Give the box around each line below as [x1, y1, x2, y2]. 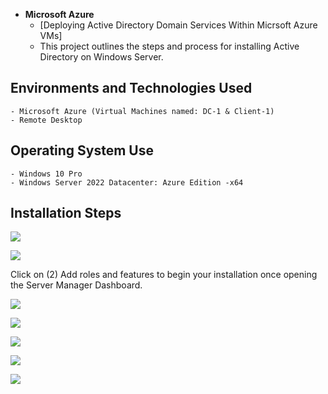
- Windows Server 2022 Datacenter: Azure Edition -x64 [10, 177, 244, 188]
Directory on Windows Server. [39, 51, 164, 63]
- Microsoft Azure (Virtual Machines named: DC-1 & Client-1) [10, 106, 275, 116]
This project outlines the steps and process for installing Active [39, 40, 300, 52]
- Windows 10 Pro [10, 169, 83, 179]
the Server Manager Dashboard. [10, 279, 143, 291]
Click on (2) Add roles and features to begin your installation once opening [10, 269, 318, 281]
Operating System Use [10, 142, 155, 159]
